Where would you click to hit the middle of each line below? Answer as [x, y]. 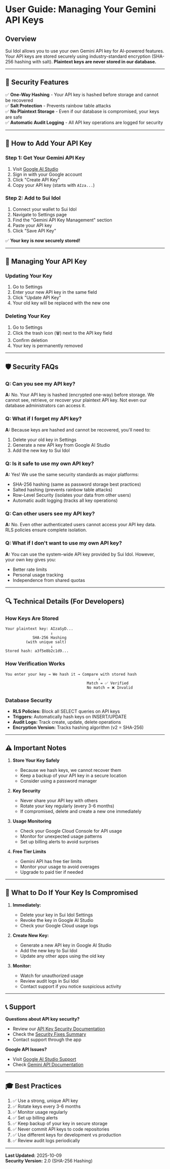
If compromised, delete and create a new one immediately [81, 811]
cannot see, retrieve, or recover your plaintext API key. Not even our [76, 400]
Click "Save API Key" [34, 230]
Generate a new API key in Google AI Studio [66, 945]
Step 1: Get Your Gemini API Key [45, 158]
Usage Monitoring [32, 821]
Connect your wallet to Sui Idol [45, 209]
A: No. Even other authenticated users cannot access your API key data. [80, 525]
